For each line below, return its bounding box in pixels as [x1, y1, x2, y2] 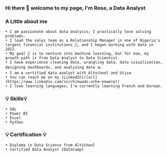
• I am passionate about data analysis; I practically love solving [5, 29, 151, 34]
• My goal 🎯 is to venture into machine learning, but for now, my [5, 51, 149, 56]
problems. [5, 33, 26, 39]
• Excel [5, 115, 22, 120]
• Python [5, 119, 24, 124]
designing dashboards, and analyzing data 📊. [5, 65, 104, 70]
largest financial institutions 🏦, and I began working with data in [5, 42, 154, 47]
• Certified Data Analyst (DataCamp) [5, 147, 84, 152]
